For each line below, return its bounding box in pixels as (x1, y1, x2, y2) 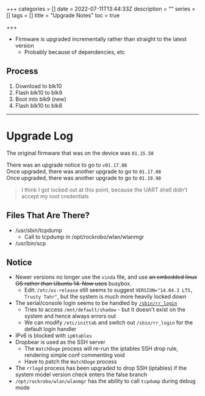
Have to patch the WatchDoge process (24, 358, 117, 365)
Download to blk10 (15, 82, 62, 89)
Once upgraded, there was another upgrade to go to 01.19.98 (6, 174, 162, 181)
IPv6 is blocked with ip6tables (15, 332, 93, 339)
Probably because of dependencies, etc (24, 48, 125, 56)
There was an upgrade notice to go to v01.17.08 (6, 161, 128, 168)
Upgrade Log (6, 129, 73, 143)
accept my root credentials (21, 192, 89, 200)
